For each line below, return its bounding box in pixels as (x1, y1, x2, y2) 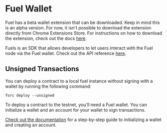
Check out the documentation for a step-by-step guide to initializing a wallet (5, 117, 162, 123)
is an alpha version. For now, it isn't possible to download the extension (5, 24, 152, 30)
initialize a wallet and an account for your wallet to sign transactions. (5, 107, 146, 113)
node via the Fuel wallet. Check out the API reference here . (5, 50, 126, 56)
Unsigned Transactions (5, 65, 79, 73)
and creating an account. (5, 122, 57, 128)
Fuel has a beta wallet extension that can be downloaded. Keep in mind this (5, 19, 160, 25)
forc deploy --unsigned (5, 93, 55, 98)
